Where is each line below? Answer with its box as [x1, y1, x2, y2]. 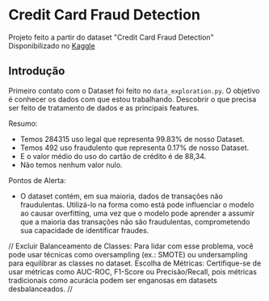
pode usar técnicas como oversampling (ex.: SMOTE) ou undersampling [8, 249, 248, 259]
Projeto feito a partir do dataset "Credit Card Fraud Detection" [8, 32, 214, 42]
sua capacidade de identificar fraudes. [19, 225, 149, 235]
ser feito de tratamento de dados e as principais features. [8, 102, 200, 112]
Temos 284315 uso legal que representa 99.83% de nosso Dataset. [19, 134, 245, 144]
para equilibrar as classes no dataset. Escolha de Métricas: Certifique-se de [8, 258, 262, 268]
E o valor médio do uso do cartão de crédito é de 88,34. [19, 151, 207, 161]
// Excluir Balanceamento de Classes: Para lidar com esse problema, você [8, 240, 254, 251]
